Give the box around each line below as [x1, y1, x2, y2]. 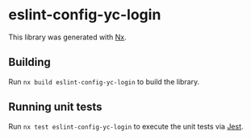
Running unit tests [8, 100, 102, 114]
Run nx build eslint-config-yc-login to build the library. [8, 76, 200, 86]
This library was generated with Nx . [8, 32, 127, 42]
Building [8, 55, 51, 69]
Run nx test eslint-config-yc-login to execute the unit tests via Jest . [8, 121, 244, 131]
